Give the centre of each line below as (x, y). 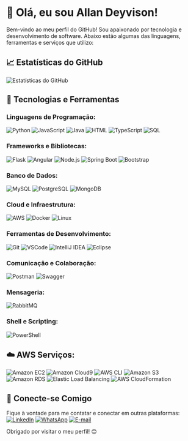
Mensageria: (26, 292)
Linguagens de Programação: (51, 117)
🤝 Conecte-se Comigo (49, 398)
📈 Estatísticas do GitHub (55, 63)
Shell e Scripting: (32, 322)
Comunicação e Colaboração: (51, 263)
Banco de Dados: (32, 175)
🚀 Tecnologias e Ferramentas (63, 100)
